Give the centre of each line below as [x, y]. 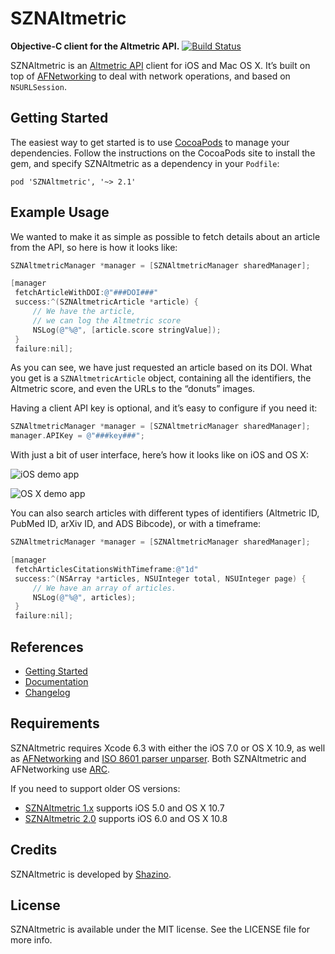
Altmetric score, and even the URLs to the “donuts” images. [133, 389]
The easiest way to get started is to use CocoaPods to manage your [150, 142]
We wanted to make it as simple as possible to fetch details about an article [165, 236]
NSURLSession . [38, 86]
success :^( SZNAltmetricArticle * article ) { [106, 302]
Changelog [47, 692]
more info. [31, 940]
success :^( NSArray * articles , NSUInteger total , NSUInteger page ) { [160, 578]
